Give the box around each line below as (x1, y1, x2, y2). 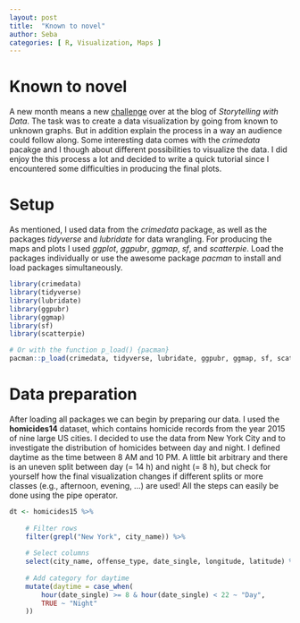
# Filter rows (25, 524, 78, 533)
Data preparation (9, 384, 137, 405)
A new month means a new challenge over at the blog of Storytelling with (9, 107, 279, 117)
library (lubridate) (9, 296, 82, 305)
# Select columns (25, 549, 90, 558)
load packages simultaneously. (9, 262, 123, 273)
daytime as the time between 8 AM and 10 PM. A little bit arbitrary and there (9, 451, 288, 462)
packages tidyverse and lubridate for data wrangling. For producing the (9, 234, 272, 244)
